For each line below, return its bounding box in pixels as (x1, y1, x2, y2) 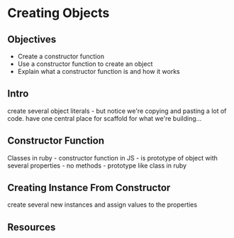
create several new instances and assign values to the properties (7, 200, 197, 209)
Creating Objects (7, 5, 110, 21)
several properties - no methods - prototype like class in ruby (7, 161, 186, 170)
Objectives (7, 33, 57, 45)
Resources (7, 221, 56, 233)
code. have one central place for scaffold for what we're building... (7, 114, 202, 122)
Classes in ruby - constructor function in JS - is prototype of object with (7, 153, 218, 162)
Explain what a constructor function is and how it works (17, 67, 180, 75)
